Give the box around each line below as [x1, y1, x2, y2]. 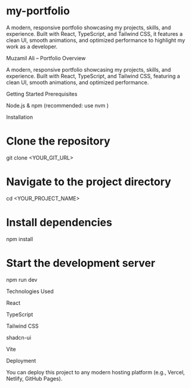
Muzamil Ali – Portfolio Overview [6, 54, 86, 61]
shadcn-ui [6, 334, 32, 341]
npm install [6, 235, 33, 242]
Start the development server [6, 256, 156, 270]
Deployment [6, 357, 36, 364]
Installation [6, 113, 33, 121]
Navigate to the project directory [6, 175, 171, 189]
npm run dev [6, 276, 38, 283]
